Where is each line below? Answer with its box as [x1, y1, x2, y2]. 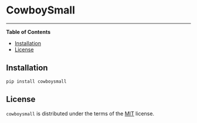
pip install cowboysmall [6, 78, 67, 84]
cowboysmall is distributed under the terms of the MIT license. [6, 110, 154, 117]
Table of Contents [6, 28, 51, 35]
